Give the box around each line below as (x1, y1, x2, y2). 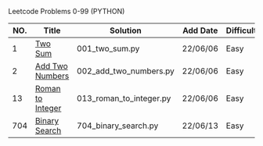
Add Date (182, 25, 218, 36)
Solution (109, 25, 142, 36)
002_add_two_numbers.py (77, 66, 175, 77)
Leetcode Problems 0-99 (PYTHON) (8, 7, 125, 16)
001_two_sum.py (77, 43, 140, 54)
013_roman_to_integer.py (77, 93, 171, 104)
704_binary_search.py (77, 120, 159, 131)
